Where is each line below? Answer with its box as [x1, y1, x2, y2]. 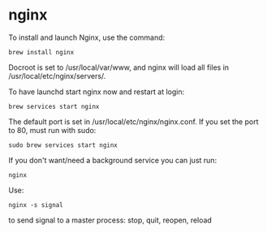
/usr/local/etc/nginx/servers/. [8, 71, 106, 80]
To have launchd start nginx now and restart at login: [8, 87, 185, 97]
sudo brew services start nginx [8, 140, 118, 149]
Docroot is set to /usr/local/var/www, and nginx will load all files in [8, 63, 230, 72]
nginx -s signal [8, 201, 63, 209]
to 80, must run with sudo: [8, 125, 97, 135]
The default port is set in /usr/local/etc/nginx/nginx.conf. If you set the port [8, 116, 259, 127]
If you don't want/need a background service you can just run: [8, 155, 217, 165]
